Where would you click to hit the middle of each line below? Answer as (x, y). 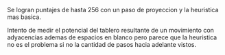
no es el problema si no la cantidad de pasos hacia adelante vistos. (102, 44)
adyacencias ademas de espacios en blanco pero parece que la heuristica (112, 37)
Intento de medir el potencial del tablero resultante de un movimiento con (111, 30)
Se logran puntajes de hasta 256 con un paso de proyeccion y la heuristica (113, 10)
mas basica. (24, 17)
